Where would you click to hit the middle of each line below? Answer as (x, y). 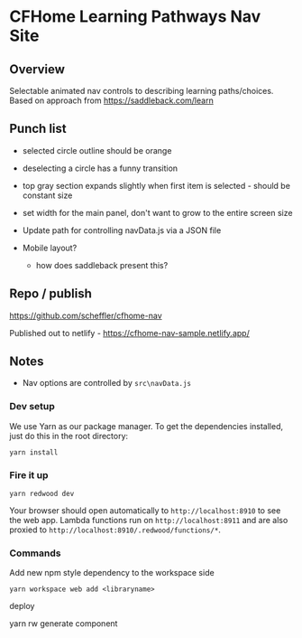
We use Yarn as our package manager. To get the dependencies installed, (146, 426)
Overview (37, 69)
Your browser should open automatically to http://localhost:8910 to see (145, 511)
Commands (35, 553)
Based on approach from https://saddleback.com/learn (111, 100)
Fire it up (29, 474)
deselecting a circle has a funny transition (100, 168)
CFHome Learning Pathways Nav (135, 17)
